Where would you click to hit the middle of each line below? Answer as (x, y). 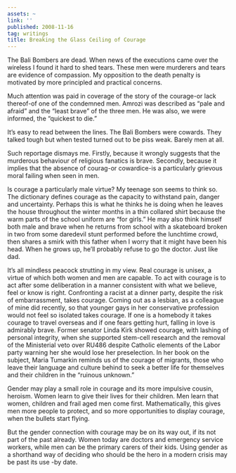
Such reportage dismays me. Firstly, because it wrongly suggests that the (114, 153)
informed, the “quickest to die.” (52, 119)
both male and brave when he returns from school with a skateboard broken (117, 227)
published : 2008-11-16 (40, 27)
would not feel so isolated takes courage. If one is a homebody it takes (110, 315)
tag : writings (28, 33)
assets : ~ (22, 14)
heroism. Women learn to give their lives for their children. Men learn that (113, 396)
